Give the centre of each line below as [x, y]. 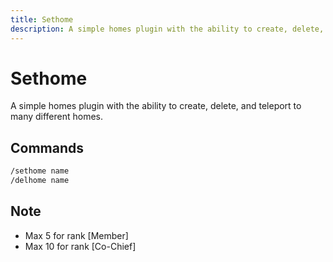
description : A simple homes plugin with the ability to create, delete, [167, 29]
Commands [47, 147]
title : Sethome [42, 19]
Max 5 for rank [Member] [76, 235]
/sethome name [40, 171]
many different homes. [57, 117]
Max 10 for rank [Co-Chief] [80, 246]
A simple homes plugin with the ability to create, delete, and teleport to [156, 106]
